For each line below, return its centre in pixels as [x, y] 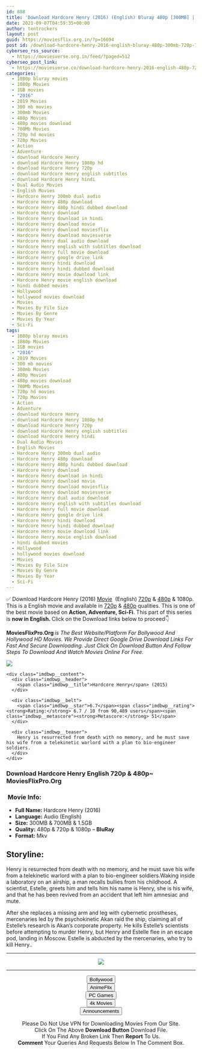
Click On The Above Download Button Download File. [101, 1030]
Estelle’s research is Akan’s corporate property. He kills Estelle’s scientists [97, 925]
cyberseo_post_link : [32, 62]
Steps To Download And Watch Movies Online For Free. [75, 652]
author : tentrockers [32, 29]
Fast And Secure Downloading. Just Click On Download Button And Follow [99, 645]
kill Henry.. [20, 944]
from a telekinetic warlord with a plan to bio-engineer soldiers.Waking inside [101, 875]
